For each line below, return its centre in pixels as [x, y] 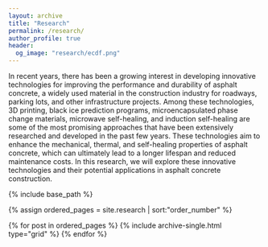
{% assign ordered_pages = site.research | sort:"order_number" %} [120, 210]
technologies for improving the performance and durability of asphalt [123, 84]
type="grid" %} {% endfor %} [58, 234]
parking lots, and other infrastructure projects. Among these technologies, [132, 102]
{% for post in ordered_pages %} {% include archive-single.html [115, 225]
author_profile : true [45, 38]
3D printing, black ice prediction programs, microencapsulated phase [124, 110]
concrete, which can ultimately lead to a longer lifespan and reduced [122, 153]
